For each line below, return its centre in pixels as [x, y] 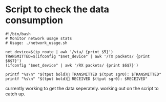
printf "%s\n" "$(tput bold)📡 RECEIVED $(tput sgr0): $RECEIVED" [76, 79]
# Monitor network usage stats [39, 38]
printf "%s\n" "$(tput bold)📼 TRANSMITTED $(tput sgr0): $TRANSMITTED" [83, 74]
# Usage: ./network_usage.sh [36, 43]
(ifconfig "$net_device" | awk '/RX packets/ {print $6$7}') [72, 65]
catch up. [15, 94]
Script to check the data [57, 9]
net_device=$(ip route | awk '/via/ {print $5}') [59, 52]
